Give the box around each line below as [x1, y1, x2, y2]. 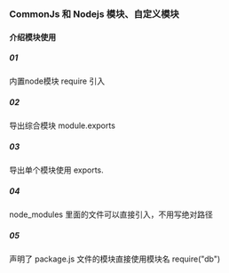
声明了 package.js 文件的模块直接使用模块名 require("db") [9, 253, 221, 264]
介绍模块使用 [9, 31, 56, 42]
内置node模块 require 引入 [9, 76, 105, 86]
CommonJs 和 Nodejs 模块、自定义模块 [9, 7, 179, 20]
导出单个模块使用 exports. [9, 165, 104, 175]
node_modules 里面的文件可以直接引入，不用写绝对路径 [9, 209, 213, 220]
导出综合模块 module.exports [9, 120, 115, 131]
